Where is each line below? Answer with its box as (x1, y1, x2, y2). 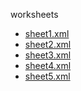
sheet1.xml (24, 28, 70, 39)
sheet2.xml (24, 39, 72, 50)
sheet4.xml (24, 60, 72, 71)
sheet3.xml (24, 49, 72, 61)
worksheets (10, 9, 59, 20)
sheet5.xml (24, 70, 71, 82)
